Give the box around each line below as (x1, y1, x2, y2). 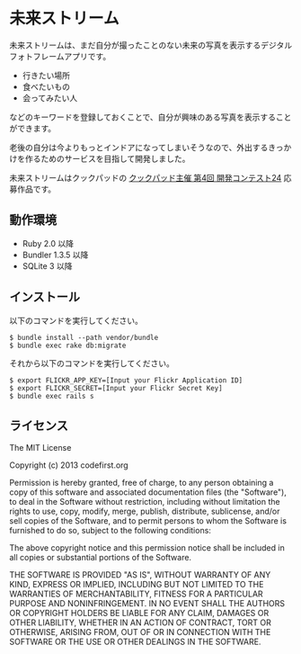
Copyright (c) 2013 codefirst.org (9, 460, 128, 470)
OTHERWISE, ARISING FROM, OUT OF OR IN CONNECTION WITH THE (9, 627, 271, 638)
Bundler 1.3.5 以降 (22, 249, 89, 260)
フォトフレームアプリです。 (9, 50, 111, 61)
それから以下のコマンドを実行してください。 (9, 357, 175, 369)
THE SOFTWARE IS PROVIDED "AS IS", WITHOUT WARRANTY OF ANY (9, 569, 271, 580)
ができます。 (9, 122, 57, 133)
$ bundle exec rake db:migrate (9, 341, 127, 350)
